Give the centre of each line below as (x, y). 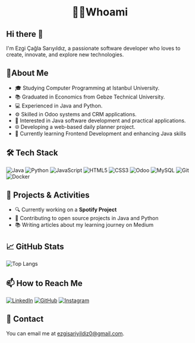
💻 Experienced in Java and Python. (59, 106)
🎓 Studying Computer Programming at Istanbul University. (87, 88)
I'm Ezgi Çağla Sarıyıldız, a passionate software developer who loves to (93, 48)
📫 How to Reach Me (44, 283)
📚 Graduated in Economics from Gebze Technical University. (90, 97)
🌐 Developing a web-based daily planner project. (75, 126)
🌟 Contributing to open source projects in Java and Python (87, 218)
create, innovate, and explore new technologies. (65, 55)
